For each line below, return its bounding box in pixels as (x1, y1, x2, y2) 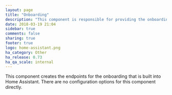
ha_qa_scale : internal (5, 59, 54, 65)
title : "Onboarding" (5, 12, 50, 17)
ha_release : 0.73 (5, 54, 42, 60)
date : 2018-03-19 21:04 (5, 21, 56, 27)
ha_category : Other (5, 50, 47, 55)
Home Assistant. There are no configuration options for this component (5, 79, 156, 85)
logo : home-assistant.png (5, 45, 60, 50)
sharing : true (5, 36, 36, 41)
